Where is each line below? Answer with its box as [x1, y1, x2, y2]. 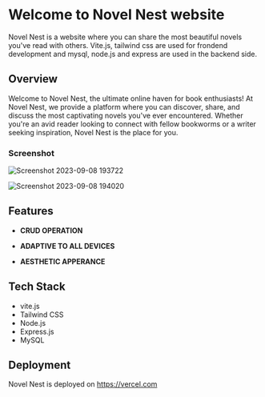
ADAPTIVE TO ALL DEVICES [19, 241, 115, 251]
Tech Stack [8, 280, 66, 294]
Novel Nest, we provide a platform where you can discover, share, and [8, 102, 240, 111]
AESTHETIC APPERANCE [19, 256, 106, 266]
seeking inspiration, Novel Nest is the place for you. [8, 127, 179, 137]
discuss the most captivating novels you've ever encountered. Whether [8, 110, 243, 120]
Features [8, 204, 54, 218]
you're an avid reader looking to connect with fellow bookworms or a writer [8, 118, 256, 129]
